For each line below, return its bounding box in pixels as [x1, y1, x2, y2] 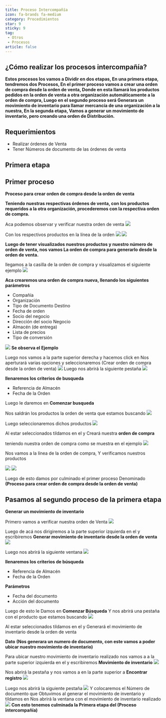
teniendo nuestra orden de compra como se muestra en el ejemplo [5, 441, 143, 447]
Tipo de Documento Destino [12, 303, 71, 309]
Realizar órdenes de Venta [12, 141, 67, 147]
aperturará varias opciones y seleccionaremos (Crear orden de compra [5, 360, 152, 366]
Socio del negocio [12, 313, 50, 319]
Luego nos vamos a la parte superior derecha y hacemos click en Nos [5, 355, 149, 361]
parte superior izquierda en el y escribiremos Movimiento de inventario [5, 660, 153, 666]
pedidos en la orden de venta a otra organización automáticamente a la [5, 92, 156, 98]
